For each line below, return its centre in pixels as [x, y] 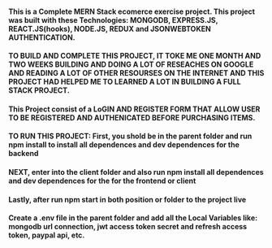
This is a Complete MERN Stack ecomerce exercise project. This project [132, 11]
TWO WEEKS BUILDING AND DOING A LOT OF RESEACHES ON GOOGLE [131, 64]
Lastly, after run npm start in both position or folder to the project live [127, 199]
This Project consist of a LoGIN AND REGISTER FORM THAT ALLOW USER [134, 109]
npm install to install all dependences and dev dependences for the [124, 145]
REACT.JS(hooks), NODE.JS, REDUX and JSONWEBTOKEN [110, 28]
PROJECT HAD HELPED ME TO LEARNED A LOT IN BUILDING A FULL [125, 82]
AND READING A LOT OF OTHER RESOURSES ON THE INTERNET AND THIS [136, 73]
